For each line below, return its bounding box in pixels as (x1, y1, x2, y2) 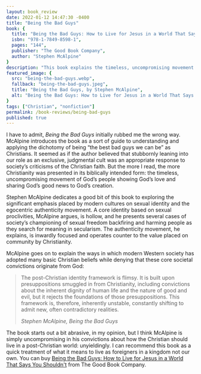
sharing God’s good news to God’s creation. (6, 182, 114, 189)
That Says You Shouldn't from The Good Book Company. (6, 361, 147, 369)
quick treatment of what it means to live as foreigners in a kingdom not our (6, 348, 190, 355)
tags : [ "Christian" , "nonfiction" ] (6, 103, 95, 110)
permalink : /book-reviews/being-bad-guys (6, 109, 111, 115)
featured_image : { (6, 70, 52, 76)
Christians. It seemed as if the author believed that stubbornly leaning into (6, 150, 188, 158)
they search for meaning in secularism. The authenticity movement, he (6, 225, 181, 233)
